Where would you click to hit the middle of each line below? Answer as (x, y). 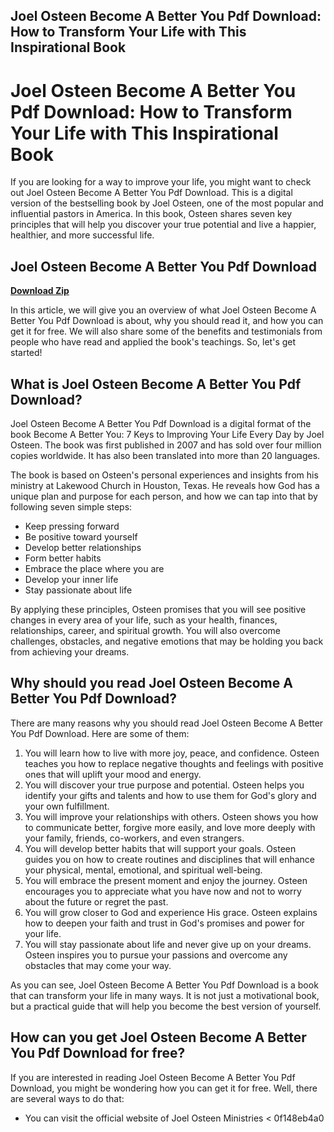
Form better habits (63, 558)
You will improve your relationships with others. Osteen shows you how (171, 816)
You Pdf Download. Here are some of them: (100, 733)
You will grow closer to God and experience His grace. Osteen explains (171, 912)
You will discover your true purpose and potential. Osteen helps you (164, 785)
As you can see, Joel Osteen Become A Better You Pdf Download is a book (164, 985)
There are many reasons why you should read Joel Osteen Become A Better (167, 723)
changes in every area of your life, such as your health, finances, (144, 620)
